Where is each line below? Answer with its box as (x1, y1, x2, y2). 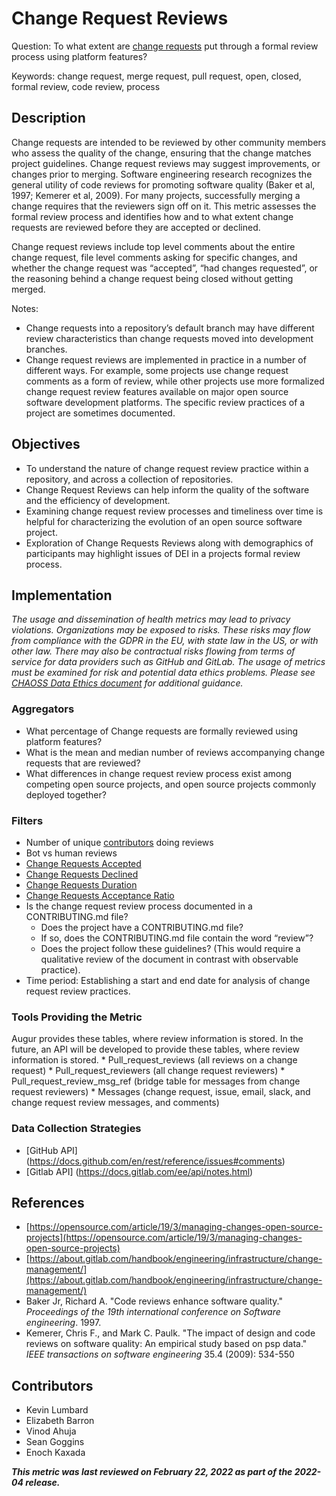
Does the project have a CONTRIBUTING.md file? (40, 921, 244, 933)
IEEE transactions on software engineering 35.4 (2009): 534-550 (25, 1348, 295, 1361)
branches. (25, 343, 68, 355)
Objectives (11, 436, 81, 453)
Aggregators (11, 702, 75, 716)
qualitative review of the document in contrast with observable (40, 953, 299, 965)
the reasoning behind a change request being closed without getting (11, 272, 294, 284)
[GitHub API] (25, 1144, 78, 1156)
